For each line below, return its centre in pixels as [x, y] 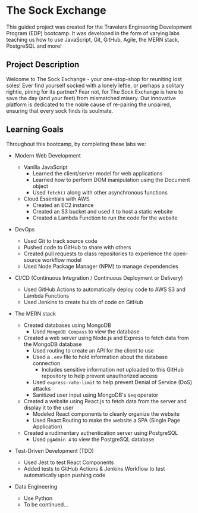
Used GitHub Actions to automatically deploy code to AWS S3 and [105, 289]
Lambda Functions [46, 295]
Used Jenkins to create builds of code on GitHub [84, 302]
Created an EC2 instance [63, 205]
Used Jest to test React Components [69, 462]
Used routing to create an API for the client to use [93, 350]
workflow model [62, 259]
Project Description [43, 65]
